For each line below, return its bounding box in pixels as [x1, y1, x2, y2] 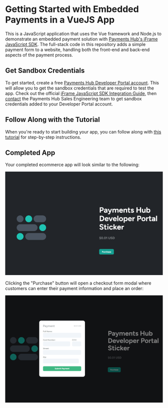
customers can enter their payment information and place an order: [5, 285, 144, 291]
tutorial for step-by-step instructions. [5, 134, 81, 140]
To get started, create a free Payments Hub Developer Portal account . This [5, 79, 159, 85]
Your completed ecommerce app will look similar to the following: [5, 161, 140, 168]
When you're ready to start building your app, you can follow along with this [5, 128, 161, 134]
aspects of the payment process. [5, 51, 73, 58]
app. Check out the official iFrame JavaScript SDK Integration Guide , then [5, 90, 156, 96]
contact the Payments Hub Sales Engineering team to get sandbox [5, 95, 142, 101]
